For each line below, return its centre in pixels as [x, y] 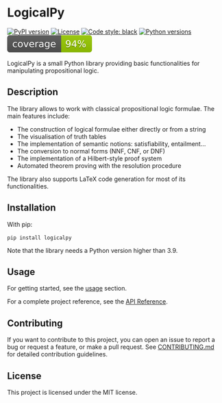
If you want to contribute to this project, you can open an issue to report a [111, 340]
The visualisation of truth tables [62, 136]
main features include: [39, 116]
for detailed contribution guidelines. [58, 354]
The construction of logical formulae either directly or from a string [111, 129]
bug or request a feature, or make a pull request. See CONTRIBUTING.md [111, 347]
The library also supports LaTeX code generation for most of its [97, 179]
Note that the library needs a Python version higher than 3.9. [92, 250]
